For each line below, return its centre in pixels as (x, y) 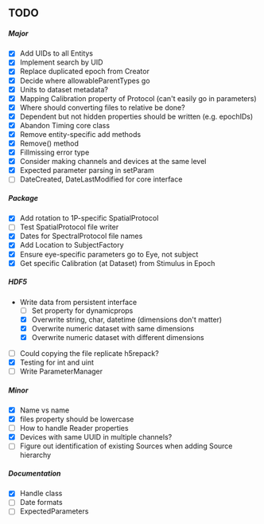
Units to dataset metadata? (64, 89)
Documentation (35, 473)
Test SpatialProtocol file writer (69, 227)
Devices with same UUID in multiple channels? (96, 437)
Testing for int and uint (56, 362)
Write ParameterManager (61, 371)
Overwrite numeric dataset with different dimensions (118, 337)
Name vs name (45, 410)
